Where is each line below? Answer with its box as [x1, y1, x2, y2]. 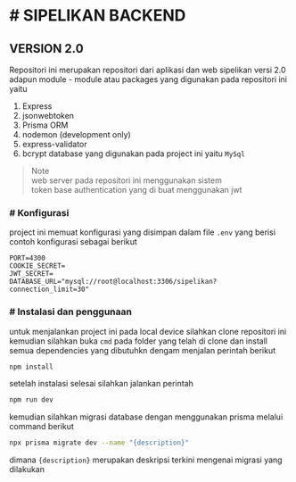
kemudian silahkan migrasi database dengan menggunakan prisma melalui [9, 411, 284, 422]
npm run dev [9, 395, 53, 404]
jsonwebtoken [21, 111, 74, 120]
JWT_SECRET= [9, 270, 53, 278]
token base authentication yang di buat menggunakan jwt [30, 185, 243, 195]
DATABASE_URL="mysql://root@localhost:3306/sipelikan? [9, 278, 218, 287]
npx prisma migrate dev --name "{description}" [9, 438, 190, 447]
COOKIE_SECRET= [9, 262, 66, 270]
